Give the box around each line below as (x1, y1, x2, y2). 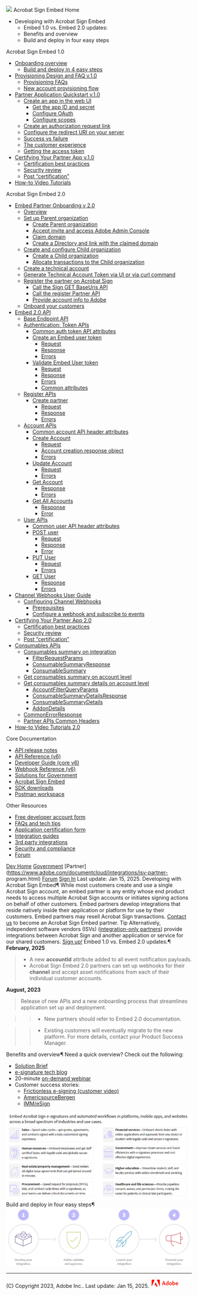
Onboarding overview (14, 60, 68, 66)
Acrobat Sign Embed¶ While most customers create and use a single (6, 881, 173, 889)
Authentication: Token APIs (23, 321, 90, 328)
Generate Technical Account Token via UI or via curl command (23, 271, 176, 278)
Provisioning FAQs (23, 79, 68, 85)
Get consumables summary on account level (23, 673, 132, 680)
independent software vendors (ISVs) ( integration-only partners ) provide (6, 926, 183, 932)
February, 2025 (6, 944, 45, 951)
